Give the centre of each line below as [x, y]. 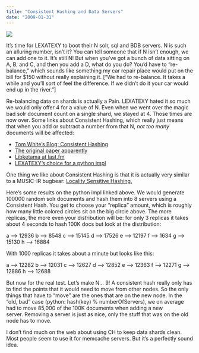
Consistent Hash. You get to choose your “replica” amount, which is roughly [99, 205]
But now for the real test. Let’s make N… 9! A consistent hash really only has [99, 282]
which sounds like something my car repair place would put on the [112, 70]
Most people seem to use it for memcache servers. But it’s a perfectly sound [99, 338]
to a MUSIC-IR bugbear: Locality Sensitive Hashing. [69, 181]
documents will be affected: [40, 133]
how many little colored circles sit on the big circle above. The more [89, 211]
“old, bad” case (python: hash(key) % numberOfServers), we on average [95, 301]
